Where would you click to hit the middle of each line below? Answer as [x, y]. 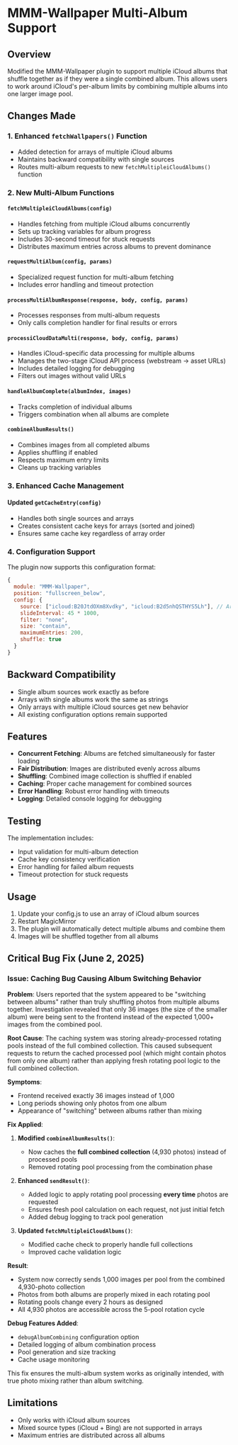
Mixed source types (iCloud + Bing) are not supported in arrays [110, 1427]
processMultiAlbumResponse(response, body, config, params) [98, 300]
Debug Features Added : [43, 1323]
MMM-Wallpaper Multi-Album [97, 13]
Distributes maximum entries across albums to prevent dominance [114, 246]
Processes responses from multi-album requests [89, 315]
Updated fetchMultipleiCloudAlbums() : [75, 1230]
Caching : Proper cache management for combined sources [105, 783]
